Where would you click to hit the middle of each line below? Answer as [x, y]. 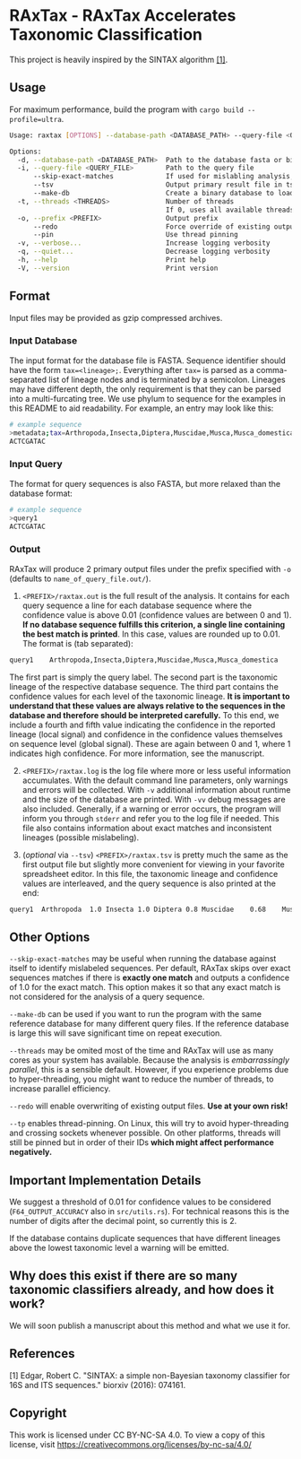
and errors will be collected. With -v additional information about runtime [156, 789]
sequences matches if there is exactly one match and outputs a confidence [149, 977]
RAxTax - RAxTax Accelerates [123, 16]
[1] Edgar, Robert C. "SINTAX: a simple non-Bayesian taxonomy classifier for [150, 1375]
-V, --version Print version [118, 268]
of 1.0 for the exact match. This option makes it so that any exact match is [145, 987]
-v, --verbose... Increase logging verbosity [144, 243]
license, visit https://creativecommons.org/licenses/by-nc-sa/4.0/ [131, 1444]
